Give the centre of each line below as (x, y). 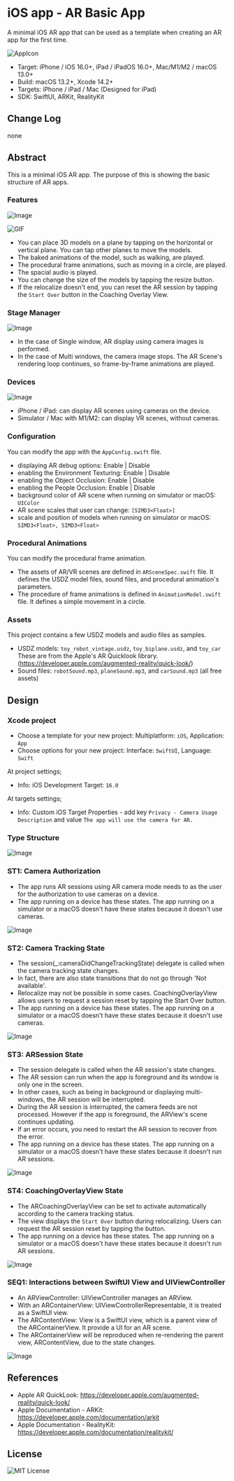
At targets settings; (35, 799)
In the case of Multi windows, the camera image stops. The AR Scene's (120, 357)
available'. (32, 985)
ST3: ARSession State (45, 1054)
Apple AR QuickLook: (48, 1395)
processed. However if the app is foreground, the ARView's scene (112, 1115)
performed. (34, 349)
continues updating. (46, 1122)
